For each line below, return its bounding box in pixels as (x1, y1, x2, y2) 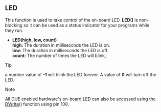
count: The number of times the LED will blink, (12, 53, 106, 58)
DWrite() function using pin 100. (5, 101, 69, 107)
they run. (5, 27, 23, 33)
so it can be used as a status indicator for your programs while (23, 22, 150, 28)
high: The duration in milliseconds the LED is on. (12, 42, 110, 48)
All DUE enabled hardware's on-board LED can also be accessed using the (5, 96, 156, 102)
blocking (5, 22, 23, 28)
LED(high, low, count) (12, 37, 57, 43)
